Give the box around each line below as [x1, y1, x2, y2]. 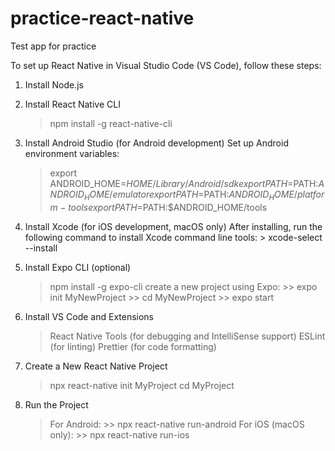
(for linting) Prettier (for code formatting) [49, 340, 217, 352]
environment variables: [24, 147, 120, 159]
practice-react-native [10, 7, 195, 30]
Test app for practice [10, 40, 97, 52]
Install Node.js [24, 78, 84, 91]
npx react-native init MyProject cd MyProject [49, 379, 235, 391]
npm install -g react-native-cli [49, 117, 173, 129]
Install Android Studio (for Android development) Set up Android [24, 137, 289, 149]
